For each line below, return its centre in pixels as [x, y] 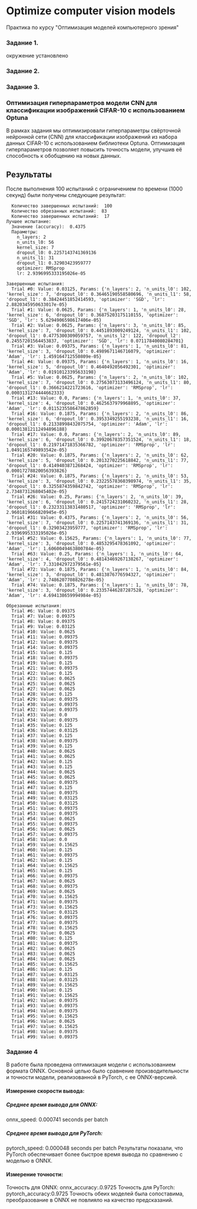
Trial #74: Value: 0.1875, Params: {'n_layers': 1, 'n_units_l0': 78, [100, 585]
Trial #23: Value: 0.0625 [43, 679]
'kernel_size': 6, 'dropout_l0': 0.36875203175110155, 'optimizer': [92, 315]
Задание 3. [23, 87]
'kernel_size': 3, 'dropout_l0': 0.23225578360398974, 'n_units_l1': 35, [99, 481]
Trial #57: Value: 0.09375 [45, 834]
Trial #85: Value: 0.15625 [45, 964]
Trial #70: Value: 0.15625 [45, 897]
